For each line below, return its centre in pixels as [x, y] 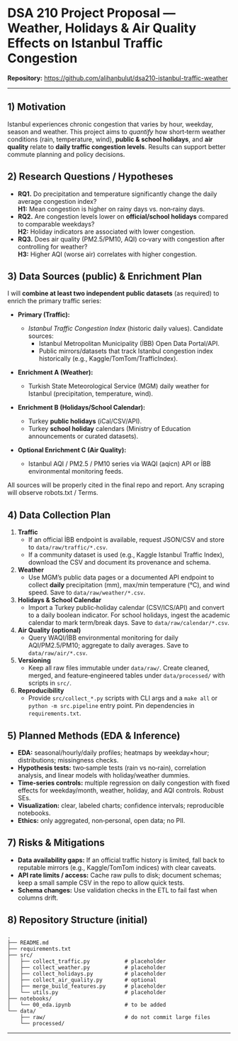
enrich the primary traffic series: [54, 301]
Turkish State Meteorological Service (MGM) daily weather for [119, 386]
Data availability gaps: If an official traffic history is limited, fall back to [121, 860]
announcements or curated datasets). [83, 436]
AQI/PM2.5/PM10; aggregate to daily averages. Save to [108, 645]
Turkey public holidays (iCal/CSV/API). [85, 421]
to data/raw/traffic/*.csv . [68, 547]
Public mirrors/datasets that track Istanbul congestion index [126, 351]
